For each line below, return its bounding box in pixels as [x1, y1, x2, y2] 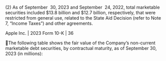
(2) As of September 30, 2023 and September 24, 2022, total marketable [5, 5, 160, 10]
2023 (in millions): [5, 50, 43, 56]
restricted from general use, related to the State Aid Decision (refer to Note [5, 15, 161, 21]
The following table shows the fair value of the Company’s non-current [8, 40, 156, 46]
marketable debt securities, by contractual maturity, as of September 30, [5, 45, 157, 51]
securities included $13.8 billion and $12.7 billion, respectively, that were [5, 10, 156, 16]
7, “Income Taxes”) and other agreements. [5, 20, 93, 26]
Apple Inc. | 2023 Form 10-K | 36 [5, 30, 74, 36]
